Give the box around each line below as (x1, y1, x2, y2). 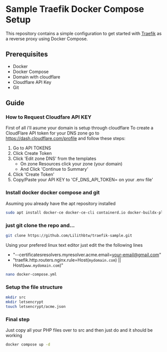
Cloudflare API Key (12, 79, 52, 85)
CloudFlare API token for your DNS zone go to (5, 130, 100, 136)
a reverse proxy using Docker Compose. (5, 36, 88, 42)
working (5, 332, 23, 338)
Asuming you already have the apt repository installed (5, 200, 116, 207)
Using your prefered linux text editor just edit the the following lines (5, 242, 143, 248)
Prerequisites (5, 50, 48, 59)
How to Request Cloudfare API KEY (5, 114, 92, 121)
